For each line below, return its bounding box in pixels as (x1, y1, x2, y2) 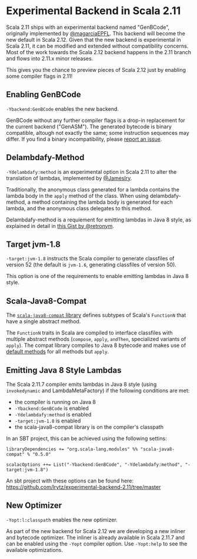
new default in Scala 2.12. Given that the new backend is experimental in (6, 36, 181, 43)
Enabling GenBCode (6, 90, 81, 100)
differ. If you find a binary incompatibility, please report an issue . (6, 135, 162, 143)
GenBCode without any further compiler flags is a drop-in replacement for (6, 117, 185, 124)
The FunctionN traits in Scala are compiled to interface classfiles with (6, 329, 173, 336)
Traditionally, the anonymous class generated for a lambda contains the (6, 186, 179, 193)
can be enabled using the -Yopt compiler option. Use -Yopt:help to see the (6, 540, 188, 547)
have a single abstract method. (6, 318, 81, 325)
